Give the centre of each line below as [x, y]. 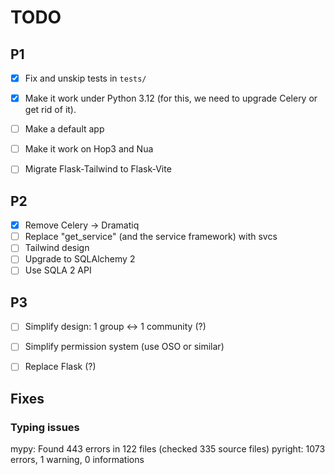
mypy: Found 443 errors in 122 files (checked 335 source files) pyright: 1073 [168, 449]
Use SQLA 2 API [58, 270]
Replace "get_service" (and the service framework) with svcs [151, 237]
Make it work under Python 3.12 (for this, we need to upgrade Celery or [171, 98]
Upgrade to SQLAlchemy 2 [80, 259]
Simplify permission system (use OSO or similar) [124, 347]
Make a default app [64, 129]
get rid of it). [50, 110]
